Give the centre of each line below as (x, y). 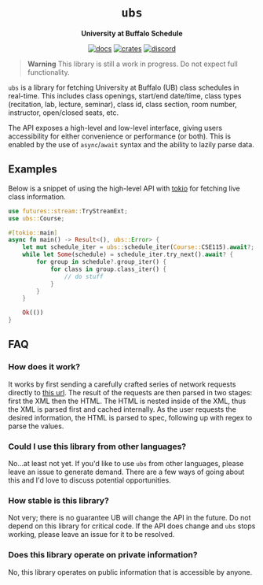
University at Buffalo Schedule (132, 33)
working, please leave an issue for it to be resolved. (91, 535)
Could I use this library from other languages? (97, 446)
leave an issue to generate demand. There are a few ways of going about (126, 472)
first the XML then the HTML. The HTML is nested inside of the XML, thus (127, 401)
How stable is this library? (59, 500)
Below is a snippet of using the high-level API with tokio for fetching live (124, 188)
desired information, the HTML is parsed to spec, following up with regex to (130, 417)
